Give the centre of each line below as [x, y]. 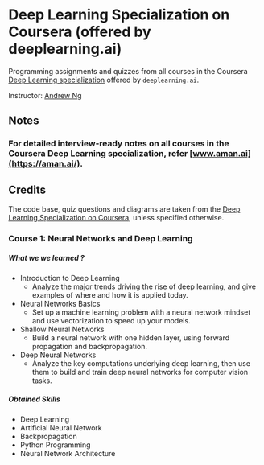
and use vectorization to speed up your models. [111, 320]
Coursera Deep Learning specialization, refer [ [101, 154]
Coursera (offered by [80, 32]
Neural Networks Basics [60, 303]
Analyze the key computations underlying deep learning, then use [141, 363]
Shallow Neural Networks [62, 329]
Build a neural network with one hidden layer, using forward [131, 337]
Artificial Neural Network [61, 427]
